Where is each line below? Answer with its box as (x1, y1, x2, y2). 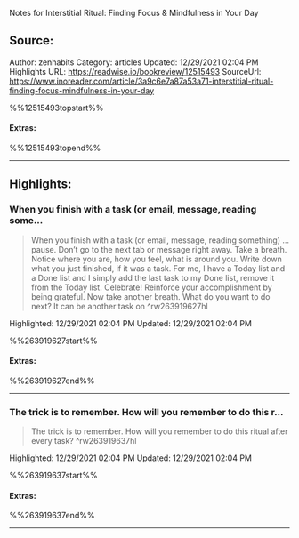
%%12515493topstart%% (9, 102, 104, 113)
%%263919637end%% (9, 510, 95, 521)
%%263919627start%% (9, 335, 98, 346)
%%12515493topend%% (9, 142, 101, 154)
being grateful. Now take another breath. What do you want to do (30, 291, 271, 301)
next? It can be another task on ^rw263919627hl (30, 301, 208, 311)
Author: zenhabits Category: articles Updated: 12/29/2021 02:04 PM (9, 57, 259, 68)
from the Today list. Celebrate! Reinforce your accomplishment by (30, 282, 273, 293)
